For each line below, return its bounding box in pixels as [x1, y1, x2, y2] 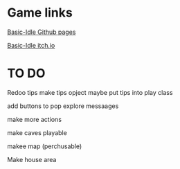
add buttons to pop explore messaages [7, 102, 119, 110]
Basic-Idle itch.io [7, 41, 55, 49]
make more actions [7, 115, 62, 123]
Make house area [7, 155, 57, 163]
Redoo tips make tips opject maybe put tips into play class [7, 88, 173, 96]
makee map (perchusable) [7, 142, 82, 150]
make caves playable [7, 128, 67, 136]
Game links [7, 5, 73, 21]
